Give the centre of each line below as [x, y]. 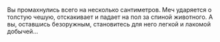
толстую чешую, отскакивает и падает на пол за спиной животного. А [110, 17]
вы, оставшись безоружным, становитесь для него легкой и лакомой [109, 24]
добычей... [23, 31]
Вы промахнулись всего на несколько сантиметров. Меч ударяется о [110, 10]
